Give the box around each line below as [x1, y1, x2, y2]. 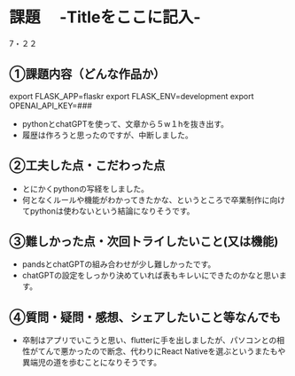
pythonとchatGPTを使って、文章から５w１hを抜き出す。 [21, 118, 229, 129]
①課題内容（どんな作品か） [9, 67, 166, 82]
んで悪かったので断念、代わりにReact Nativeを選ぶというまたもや [45, 346, 286, 356]
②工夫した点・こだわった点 [9, 158, 166, 173]
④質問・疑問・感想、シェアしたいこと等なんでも [9, 309, 282, 325]
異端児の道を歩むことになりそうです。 [21, 357, 162, 368]
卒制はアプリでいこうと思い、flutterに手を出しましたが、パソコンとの [21, 335, 277, 346]
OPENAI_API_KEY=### [9, 100, 93, 111]
